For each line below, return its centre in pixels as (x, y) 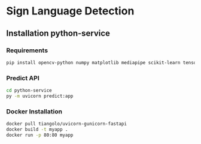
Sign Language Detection (70, 11)
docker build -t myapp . (37, 129)
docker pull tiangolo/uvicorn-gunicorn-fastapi (67, 124)
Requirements (27, 50)
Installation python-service (58, 33)
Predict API (23, 78)
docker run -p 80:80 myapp (40, 135)
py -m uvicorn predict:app (40, 96)
